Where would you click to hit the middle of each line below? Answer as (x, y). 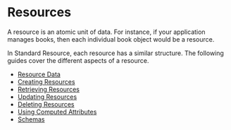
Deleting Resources (46, 104)
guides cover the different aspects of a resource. (78, 60)
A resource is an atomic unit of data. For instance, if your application (106, 32)
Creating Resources (46, 81)
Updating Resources (47, 97)
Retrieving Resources (48, 89)
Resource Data (39, 74)
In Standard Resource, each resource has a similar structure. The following (115, 53)
